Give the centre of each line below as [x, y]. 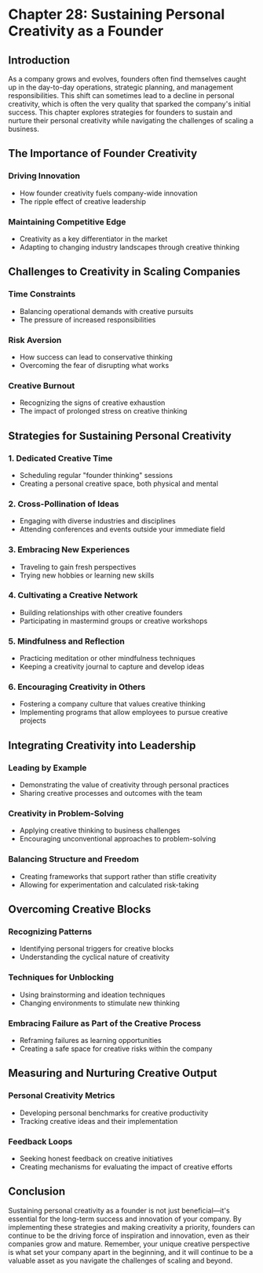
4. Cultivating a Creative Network [73, 596]
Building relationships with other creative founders [101, 612]
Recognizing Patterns [50, 932]
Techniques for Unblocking [61, 977]
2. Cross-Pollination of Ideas [64, 504]
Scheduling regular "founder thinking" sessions [96, 475]
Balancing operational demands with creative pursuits [106, 311]
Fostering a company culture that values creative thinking [112, 704]
